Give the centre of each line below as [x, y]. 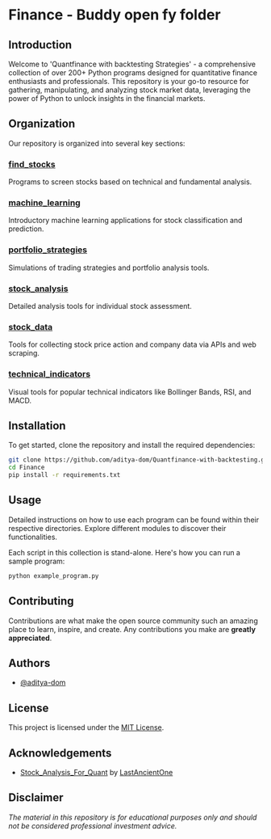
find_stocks [32, 164]
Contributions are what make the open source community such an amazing [133, 621]
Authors [29, 663]
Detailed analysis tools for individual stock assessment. [100, 306]
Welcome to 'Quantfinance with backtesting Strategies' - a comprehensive [132, 64]
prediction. [26, 229]
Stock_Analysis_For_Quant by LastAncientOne [96, 772]
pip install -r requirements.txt [65, 475]
